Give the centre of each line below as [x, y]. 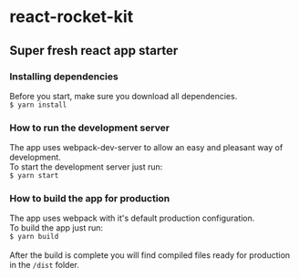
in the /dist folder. [45, 265]
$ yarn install [38, 105]
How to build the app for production [90, 199]
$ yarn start [34, 176]
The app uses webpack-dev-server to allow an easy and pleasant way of [146, 148]
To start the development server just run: [86, 167]
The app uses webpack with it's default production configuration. [132, 218]
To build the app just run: [56, 228]
